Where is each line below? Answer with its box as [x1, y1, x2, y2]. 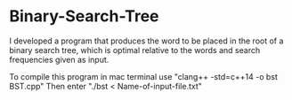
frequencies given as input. [9, 54, 109, 65]
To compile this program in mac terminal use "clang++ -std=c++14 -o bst [9, 71, 279, 81]
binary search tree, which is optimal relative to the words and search [9, 44, 261, 55]
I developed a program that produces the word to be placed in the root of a [9, 35, 284, 46]
